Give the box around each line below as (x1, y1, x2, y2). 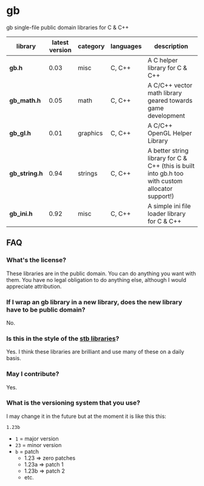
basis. (6, 355, 21, 362)
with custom (148, 177, 183, 185)
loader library (148, 209, 186, 217)
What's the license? (6, 256, 67, 264)
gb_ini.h (9, 209, 33, 217)
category (78, 42, 105, 50)
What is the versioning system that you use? (6, 399, 141, 407)
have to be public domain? (6, 305, 86, 313)
